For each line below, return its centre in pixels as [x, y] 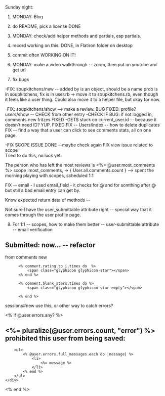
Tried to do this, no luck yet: [34, 155]
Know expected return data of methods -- [48, 200]
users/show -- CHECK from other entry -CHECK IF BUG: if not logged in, [79, 114]
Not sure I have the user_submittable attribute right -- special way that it [79, 209]
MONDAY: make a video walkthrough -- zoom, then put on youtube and [85, 65]
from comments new [26, 257]
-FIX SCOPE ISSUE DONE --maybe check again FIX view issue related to [79, 145]
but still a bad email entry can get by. [43, 190]
